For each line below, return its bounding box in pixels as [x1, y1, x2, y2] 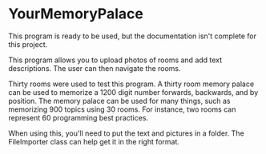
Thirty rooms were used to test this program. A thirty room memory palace [8, 79, 255, 89]
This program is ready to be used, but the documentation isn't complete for [8, 31, 257, 41]
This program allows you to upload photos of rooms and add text [8, 55, 223, 65]
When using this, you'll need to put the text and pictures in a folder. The [8, 128, 244, 138]
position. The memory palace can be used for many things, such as [8, 96, 231, 105]
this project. [8, 39, 48, 49]
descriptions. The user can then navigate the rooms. [8, 63, 182, 73]
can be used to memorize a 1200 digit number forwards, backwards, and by [8, 87, 259, 97]
